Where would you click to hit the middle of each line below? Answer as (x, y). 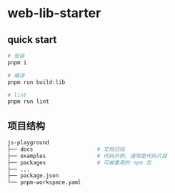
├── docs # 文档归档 (66, 149)
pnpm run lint (29, 102)
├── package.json (33, 176)
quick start (32, 40)
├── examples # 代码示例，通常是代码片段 (87, 156)
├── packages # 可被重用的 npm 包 (79, 162)
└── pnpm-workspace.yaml (44, 183)
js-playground (29, 143)
